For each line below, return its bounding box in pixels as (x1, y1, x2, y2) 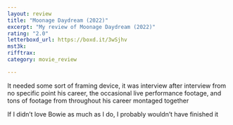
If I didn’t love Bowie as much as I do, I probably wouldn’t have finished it (7, 110, 219, 118)
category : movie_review (7, 56, 77, 63)
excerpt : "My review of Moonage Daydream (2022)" (7, 23, 156, 30)
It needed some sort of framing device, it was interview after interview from (7, 81, 227, 90)
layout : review (7, 10, 52, 18)
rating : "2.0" (7, 29, 49, 37)
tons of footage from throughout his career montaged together (7, 96, 189, 105)
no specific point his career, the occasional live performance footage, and (7, 88, 222, 97)
